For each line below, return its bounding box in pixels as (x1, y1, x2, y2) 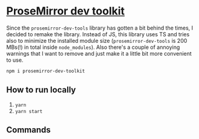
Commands (6, 125, 51, 135)
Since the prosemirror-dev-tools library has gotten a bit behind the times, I (6, 24, 194, 31)
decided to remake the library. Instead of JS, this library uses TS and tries (6, 30, 190, 37)
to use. (6, 56, 24, 63)
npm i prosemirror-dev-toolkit (6, 68, 85, 74)
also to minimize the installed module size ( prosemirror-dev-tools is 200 (6, 37, 188, 44)
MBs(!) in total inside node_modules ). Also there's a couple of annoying (6, 44, 180, 51)
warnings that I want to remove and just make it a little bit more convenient (6, 50, 192, 57)
